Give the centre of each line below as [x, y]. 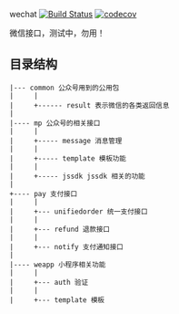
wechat [24, 14]
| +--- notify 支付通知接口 [67, 246]
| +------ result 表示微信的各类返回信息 [89, 105]
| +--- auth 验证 [49, 282]
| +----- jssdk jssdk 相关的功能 [77, 176]
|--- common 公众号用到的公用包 [65, 88]
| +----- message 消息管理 [66, 141]
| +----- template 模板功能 [68, 158]
